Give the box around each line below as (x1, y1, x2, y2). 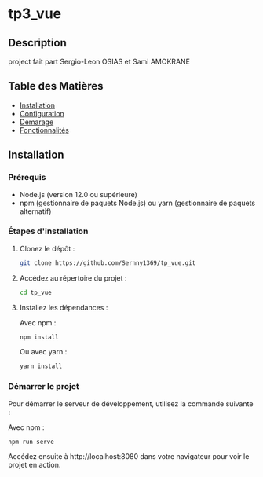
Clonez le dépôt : (19, 244, 75, 253)
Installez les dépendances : (19, 303, 108, 312)
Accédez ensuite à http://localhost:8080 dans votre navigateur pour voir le (8, 452, 250, 461)
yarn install (19, 362, 63, 370)
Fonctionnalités (19, 125, 69, 134)
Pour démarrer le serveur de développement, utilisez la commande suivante (8, 398, 254, 409)
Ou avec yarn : (19, 347, 68, 357)
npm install (19, 333, 59, 341)
